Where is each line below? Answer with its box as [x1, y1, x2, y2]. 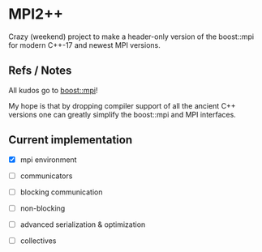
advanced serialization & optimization [19, 220, 146, 229]
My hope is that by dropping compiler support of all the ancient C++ [8, 100, 237, 110]
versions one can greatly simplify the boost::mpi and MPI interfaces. [8, 109, 237, 119]
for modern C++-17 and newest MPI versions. [8, 40, 161, 49]
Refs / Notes [8, 64, 72, 78]
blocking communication [19, 187, 103, 197]
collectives [19, 236, 57, 246]
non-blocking [19, 203, 66, 213]
